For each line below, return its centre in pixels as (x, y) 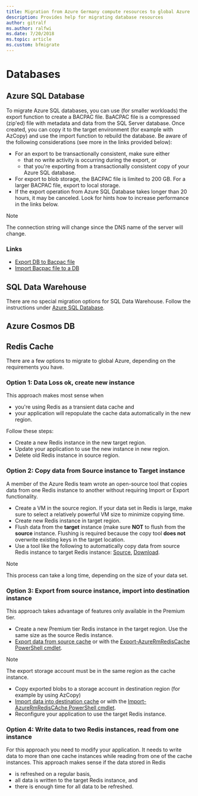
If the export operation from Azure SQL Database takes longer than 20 (101, 192)
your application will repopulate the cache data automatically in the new (103, 413)
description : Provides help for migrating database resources (85, 17)
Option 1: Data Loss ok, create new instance (70, 383)
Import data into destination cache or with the (70, 701)
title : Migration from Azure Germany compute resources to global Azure (98, 12)
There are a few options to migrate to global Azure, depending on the (91, 361)
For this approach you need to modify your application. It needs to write (94, 750)
